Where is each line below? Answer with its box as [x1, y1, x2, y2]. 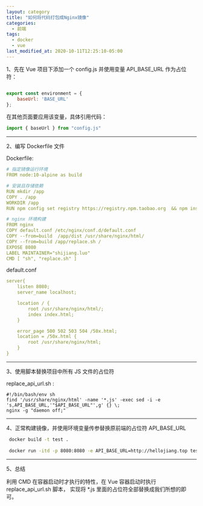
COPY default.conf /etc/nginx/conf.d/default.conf [6, 228, 137, 234]
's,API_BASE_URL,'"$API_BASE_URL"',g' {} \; [6, 402, 120, 408]
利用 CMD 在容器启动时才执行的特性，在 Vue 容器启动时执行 [6, 478, 156, 485]
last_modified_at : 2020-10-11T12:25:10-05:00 [6, 48, 123, 54]
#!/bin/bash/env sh [6, 391, 56, 397]
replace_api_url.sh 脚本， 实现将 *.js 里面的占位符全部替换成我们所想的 [6, 485, 181, 493]
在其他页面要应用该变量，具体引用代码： [6, 113, 107, 121]
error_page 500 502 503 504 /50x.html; [17, 328, 118, 334]
